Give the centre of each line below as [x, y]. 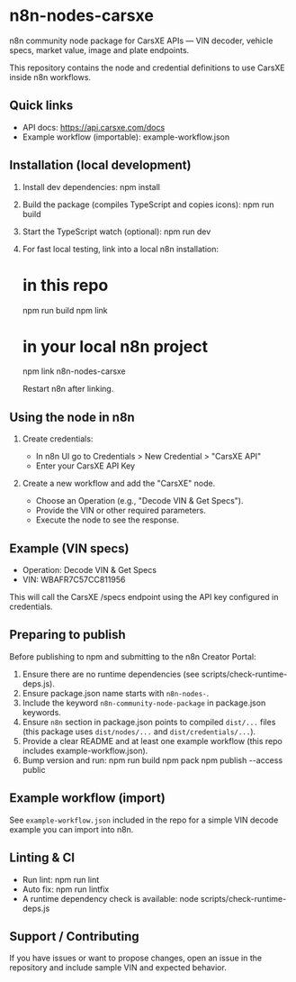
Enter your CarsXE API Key [85, 466]
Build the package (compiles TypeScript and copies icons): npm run [148, 205]
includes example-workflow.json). [85, 750]
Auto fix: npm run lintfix [66, 889]
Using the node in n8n [72, 417]
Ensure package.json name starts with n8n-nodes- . [116, 693]
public [34, 769]
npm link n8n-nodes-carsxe [74, 371]
